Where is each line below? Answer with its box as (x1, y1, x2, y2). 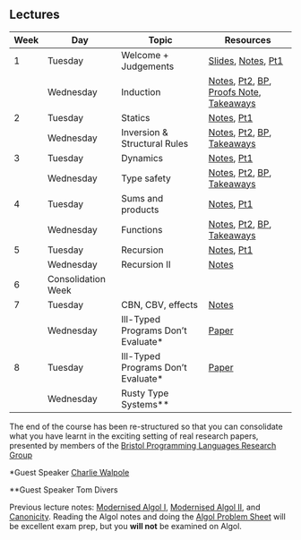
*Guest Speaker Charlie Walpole (9, 467, 130, 477)
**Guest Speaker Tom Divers (9, 484, 118, 495)
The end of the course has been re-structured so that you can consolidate (9, 421, 284, 432)
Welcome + (120, 48, 169, 61)
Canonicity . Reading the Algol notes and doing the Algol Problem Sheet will (9, 510, 287, 522)
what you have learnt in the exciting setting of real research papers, (9, 430, 259, 441)
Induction (120, 85, 161, 98)
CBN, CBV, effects (120, 298, 199, 311)
